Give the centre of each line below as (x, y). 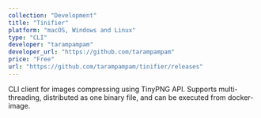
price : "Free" (32, 60)
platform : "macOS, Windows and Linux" (72, 30)
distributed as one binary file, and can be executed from (135, 97)
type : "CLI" (28, 37)
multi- (229, 89)
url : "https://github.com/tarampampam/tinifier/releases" (106, 67)
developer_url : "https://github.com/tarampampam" (92, 52)
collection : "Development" (53, 15)
